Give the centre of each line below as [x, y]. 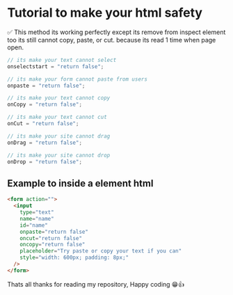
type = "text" [37, 212]
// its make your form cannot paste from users [78, 79]
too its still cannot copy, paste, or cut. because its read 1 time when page [112, 40]
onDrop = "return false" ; [45, 161]
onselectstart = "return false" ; [56, 66]
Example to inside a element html [80, 183]
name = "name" [37, 218]
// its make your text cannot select [62, 60]
